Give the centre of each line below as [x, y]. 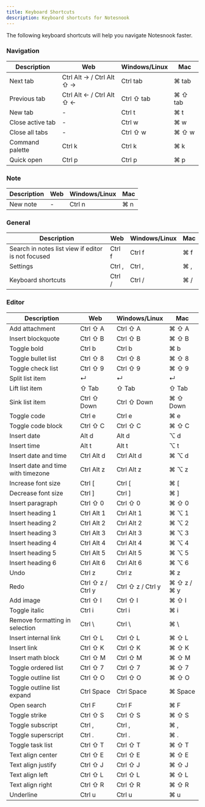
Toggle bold [27, 348]
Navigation [23, 51]
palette [19, 149]
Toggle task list [31, 745]
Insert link [23, 648]
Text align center [34, 755]
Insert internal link [35, 637]
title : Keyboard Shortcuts [41, 12]
